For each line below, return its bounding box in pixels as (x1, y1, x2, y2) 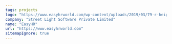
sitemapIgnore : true (5, 31, 50, 36)
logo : (5, 12, 17, 17)
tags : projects (5, 7, 38, 13)
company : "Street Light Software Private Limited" (5, 17, 116, 22)
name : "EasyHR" (5, 21, 38, 27)
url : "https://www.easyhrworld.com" (5, 26, 83, 31)
